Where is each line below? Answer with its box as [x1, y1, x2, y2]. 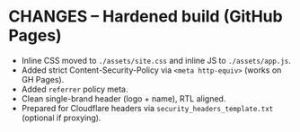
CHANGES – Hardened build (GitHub [8, 6, 284, 27]
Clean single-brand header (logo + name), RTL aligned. [21, 92, 226, 104]
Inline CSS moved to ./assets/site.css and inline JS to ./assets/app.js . [21, 55, 291, 66]
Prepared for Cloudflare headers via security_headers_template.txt [21, 102, 274, 113]
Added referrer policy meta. [21, 84, 128, 94]
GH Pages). [21, 74, 65, 84]
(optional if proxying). [21, 112, 101, 123]
